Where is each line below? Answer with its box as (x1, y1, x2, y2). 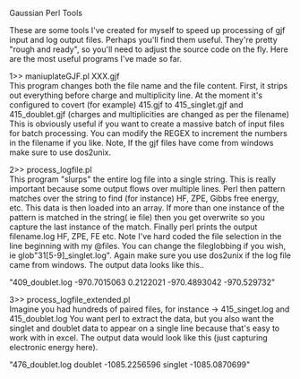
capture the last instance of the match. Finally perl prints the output (9, 221, 258, 232)
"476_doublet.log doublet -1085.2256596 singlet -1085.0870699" (9, 359, 251, 370)
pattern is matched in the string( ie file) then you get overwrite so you (9, 212, 266, 222)
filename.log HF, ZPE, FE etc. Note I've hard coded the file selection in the (9, 231, 282, 241)
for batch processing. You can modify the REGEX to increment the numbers (9, 128, 288, 138)
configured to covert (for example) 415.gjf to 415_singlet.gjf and (9, 99, 244, 110)
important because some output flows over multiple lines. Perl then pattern (9, 184, 286, 194)
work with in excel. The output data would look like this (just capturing (9, 332, 269, 343)
